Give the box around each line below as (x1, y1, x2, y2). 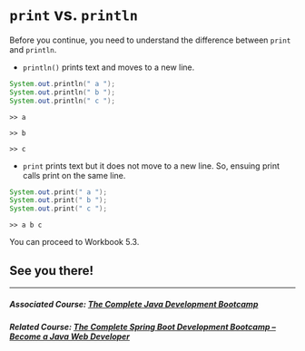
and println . (9, 44, 57, 54)
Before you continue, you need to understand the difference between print (9, 34, 291, 45)
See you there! (9, 263, 93, 278)
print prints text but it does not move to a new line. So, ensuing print (22, 160, 280, 171)
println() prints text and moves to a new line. (22, 62, 195, 73)
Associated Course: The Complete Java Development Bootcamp (9, 298, 259, 309)
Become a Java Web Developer (9, 331, 130, 342)
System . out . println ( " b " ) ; (9, 87, 116, 97)
